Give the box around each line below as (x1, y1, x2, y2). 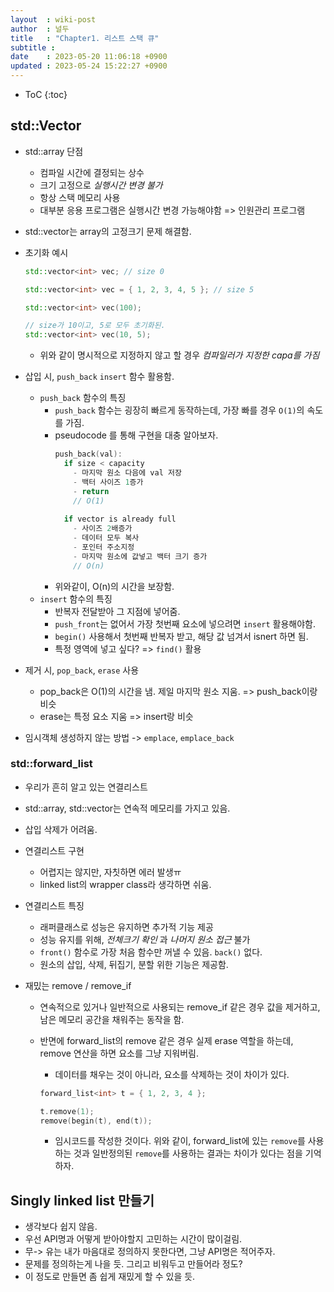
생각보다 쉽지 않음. (24, 1221, 98, 1233)
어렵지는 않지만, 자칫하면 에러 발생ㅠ (39, 866, 182, 878)
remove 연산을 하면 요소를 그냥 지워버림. (39, 1047, 199, 1059)
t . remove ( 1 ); (39, 1106, 95, 1116)
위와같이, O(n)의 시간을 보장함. (54, 580, 175, 592)
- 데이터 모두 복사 (73, 533, 140, 543)
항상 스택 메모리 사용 (39, 191, 121, 203)
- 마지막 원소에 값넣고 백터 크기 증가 (73, 551, 208, 561)
